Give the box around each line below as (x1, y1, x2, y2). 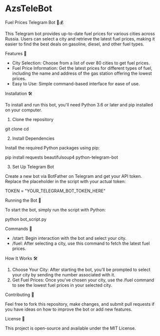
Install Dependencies (12, 135, 55, 141)
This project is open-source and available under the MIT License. (5, 325, 136, 331)
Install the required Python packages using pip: (5, 145, 100, 150)
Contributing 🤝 (5, 292, 35, 297)
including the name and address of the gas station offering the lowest (12, 70, 152, 76)
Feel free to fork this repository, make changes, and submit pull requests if (5, 301, 155, 307)
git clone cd (5, 126, 29, 132)
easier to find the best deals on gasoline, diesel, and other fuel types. (5, 41, 144, 47)
